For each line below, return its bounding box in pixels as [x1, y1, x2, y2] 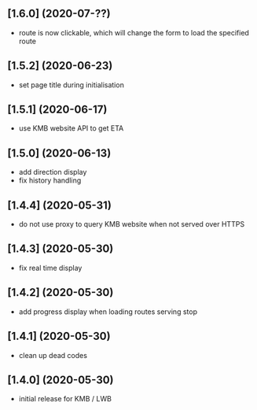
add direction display [18, 168, 87, 177]
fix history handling [18, 175, 82, 185]
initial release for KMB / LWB [18, 394, 112, 404]
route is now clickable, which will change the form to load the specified [18, 28, 249, 37]
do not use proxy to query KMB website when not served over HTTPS [18, 220, 245, 229]
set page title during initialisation [18, 79, 125, 90]
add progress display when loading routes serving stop [18, 307, 198, 316]
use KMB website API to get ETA [18, 124, 124, 133]
